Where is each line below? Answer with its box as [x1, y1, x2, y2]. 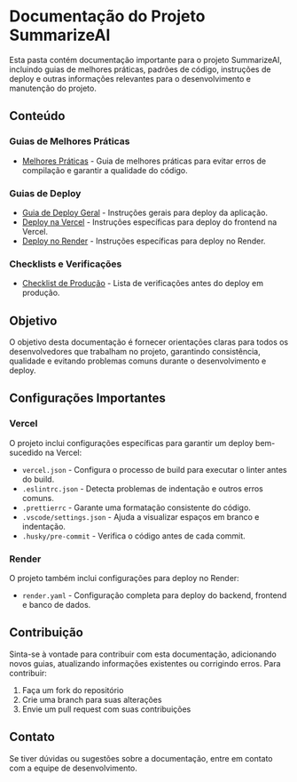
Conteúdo [9, 108, 66, 124]
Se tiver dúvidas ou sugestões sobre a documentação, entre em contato [9, 753, 273, 763]
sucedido [9, 447, 43, 458]
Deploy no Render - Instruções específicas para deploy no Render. [21, 235, 266, 246]
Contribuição [9, 625, 84, 641]
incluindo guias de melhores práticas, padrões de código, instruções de [9, 64, 271, 75]
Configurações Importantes [9, 391, 166, 406]
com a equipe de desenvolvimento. [9, 762, 137, 773]
